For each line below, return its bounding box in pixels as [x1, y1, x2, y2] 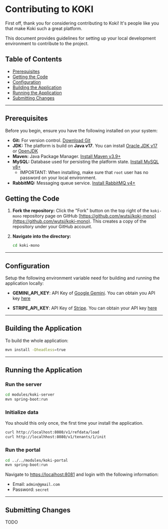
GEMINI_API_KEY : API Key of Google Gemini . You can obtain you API [12, 290, 155, 296]
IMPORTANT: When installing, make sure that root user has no [19, 169, 148, 175]
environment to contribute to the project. [5, 40, 89, 46]
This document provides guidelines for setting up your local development [5, 35, 156, 41]
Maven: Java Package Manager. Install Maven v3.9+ [12, 153, 121, 159]
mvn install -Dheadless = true [5, 347, 66, 352]
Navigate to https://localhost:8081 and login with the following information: [5, 471, 159, 477]
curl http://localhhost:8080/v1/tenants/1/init [5, 435, 106, 440]
